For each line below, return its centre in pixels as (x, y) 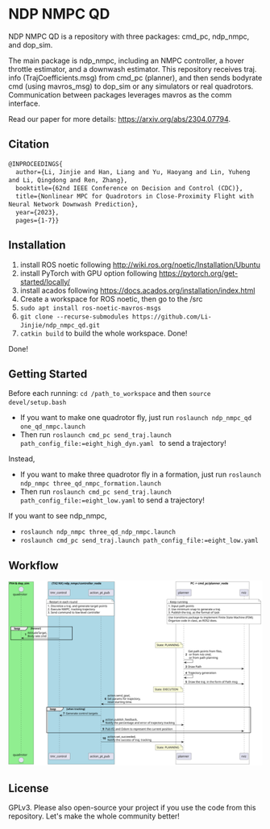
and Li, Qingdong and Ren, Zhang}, (68, 180)
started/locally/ (45, 281)
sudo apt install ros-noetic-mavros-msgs (90, 308)
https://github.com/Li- (172, 317)
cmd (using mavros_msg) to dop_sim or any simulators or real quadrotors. (131, 86)
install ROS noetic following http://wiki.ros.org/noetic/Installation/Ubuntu (140, 265)
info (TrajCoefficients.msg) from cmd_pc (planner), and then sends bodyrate (135, 77)
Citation (29, 145)
